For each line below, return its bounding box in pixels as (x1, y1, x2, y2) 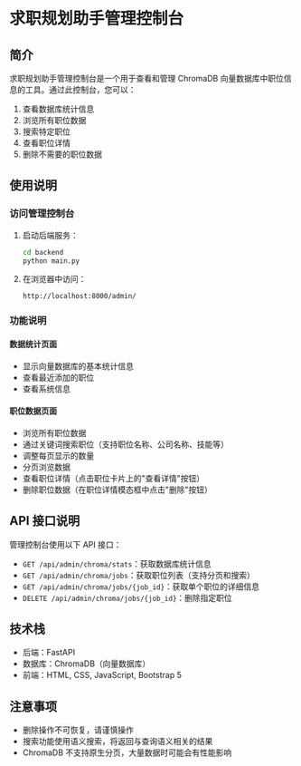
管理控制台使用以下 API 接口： (9, 538, 122, 549)
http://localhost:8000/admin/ (22, 292, 137, 301)
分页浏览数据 (22, 461, 71, 472)
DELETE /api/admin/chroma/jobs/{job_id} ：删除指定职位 (22, 592, 232, 603)
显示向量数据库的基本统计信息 (22, 360, 134, 372)
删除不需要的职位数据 (22, 149, 102, 160)
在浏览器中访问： (22, 274, 87, 285)
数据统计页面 (9, 338, 57, 349)
